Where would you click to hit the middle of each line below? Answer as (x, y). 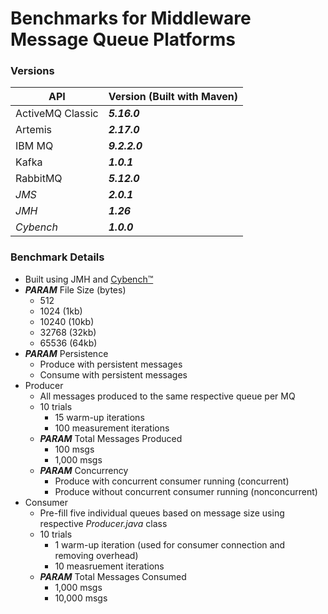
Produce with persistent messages (111, 364)
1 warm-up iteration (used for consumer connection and (170, 544)
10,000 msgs (81, 598)
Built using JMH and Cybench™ (89, 279)
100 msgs (74, 449)
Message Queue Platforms (123, 39)
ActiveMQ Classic (57, 114)
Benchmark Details (57, 257)
